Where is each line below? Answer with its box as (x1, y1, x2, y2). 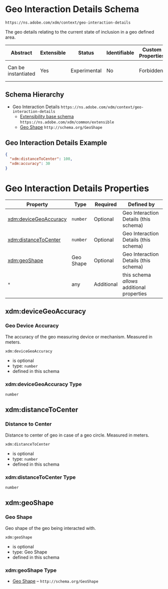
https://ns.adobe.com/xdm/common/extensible (19, 119, 114, 125)
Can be (7, 64, 25, 71)
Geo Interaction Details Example (5, 139, 107, 147)
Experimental (70, 67, 101, 74)
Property (26, 201, 48, 208)
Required (94, 201, 117, 208)
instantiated (7, 70, 35, 77)
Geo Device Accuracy (5, 322, 59, 329)
